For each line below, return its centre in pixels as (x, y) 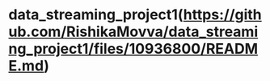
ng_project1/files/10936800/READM (133, 49)
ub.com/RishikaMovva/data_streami (133, 32)
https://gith (223, 15)
